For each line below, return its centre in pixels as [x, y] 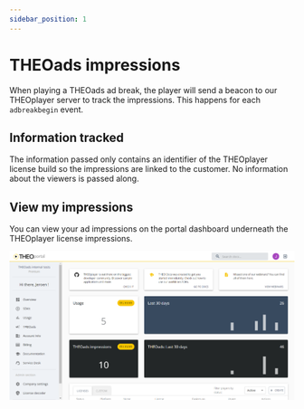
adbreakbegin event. [47, 109]
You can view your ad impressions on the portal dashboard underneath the [149, 229]
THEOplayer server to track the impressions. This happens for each [135, 100]
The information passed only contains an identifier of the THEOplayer [139, 159]
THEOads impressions [95, 65]
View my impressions [71, 207]
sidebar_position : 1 [48, 19]
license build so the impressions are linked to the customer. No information [149, 169]
